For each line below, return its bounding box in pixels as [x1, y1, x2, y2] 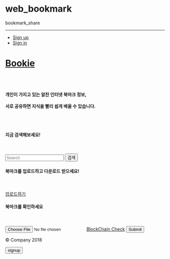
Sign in [12, 40, 27, 46]
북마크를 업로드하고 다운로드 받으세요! [5, 168, 79, 174]
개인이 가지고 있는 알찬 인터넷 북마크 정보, [5, 91, 87, 97]
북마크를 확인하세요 [5, 203, 44, 209]
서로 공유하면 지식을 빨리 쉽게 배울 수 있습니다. [5, 103, 96, 109]
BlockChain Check [86, 226, 125, 232]
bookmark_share [5, 20, 40, 26]
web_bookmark [5, 3, 72, 15]
